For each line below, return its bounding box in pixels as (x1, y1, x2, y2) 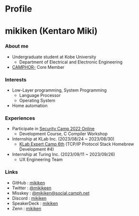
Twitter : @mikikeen (12, 185, 52, 191)
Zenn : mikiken (12, 205, 42, 211)
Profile (5, 3, 32, 15)
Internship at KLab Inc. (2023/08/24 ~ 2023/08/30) (12, 136, 115, 142)
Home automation (12, 103, 48, 108)
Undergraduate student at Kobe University (12, 54, 97, 60)
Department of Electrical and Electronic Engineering (19, 59, 123, 65)
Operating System (19, 97, 56, 103)
